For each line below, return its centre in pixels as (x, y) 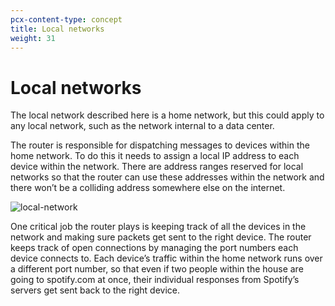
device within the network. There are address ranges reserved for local (157, 167)
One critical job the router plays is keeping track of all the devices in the (158, 227)
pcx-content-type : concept (66, 19)
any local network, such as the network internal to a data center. (142, 126)
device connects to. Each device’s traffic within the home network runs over (166, 258)
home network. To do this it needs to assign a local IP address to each (155, 156)
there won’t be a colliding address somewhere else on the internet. (148, 188)
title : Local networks (57, 29)
